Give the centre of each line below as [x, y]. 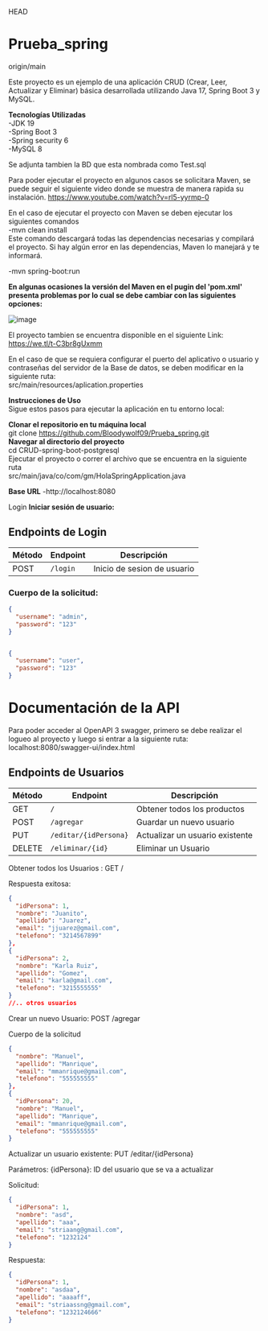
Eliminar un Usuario [173, 848]
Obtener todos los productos [190, 809]
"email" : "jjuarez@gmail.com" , [68, 929]
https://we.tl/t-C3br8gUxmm [55, 343]
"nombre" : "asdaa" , [48, 1290]
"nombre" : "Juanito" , [52, 913]
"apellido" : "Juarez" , [53, 921]
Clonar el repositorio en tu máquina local [77, 424]
